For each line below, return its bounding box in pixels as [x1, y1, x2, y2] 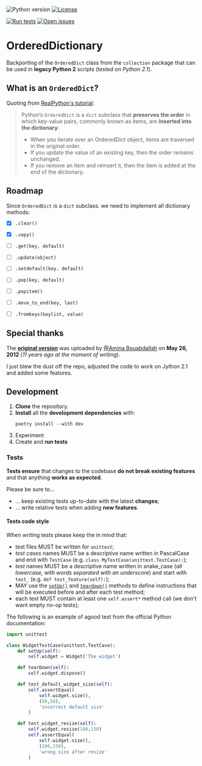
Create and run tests [15, 438, 68, 446]
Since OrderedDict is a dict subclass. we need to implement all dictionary [6, 202, 190, 209]
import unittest [6, 631, 47, 638]
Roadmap [6, 186, 44, 196]
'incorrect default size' [38, 704, 105, 710]
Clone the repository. [15, 402, 69, 410]
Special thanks [6, 328, 64, 339]
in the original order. [30, 142, 81, 149]
